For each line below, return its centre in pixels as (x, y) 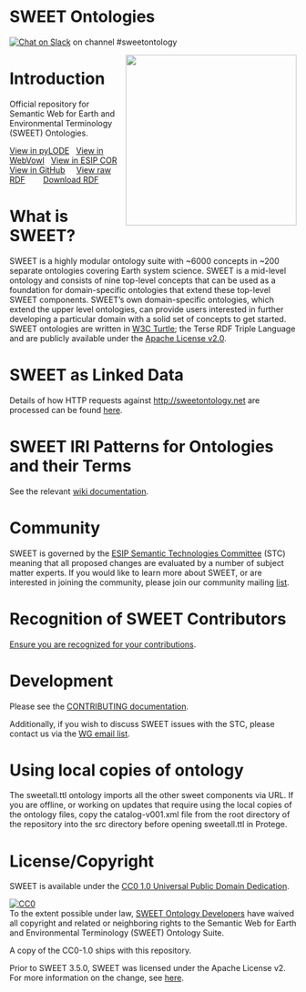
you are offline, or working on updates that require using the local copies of (151, 805)
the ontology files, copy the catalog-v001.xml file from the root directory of (150, 815)
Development (61, 681)
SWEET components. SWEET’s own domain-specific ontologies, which (142, 299)
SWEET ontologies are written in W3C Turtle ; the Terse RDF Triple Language (153, 329)
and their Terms (71, 466)
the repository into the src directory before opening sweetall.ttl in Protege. (148, 825)
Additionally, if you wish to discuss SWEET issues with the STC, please (142, 724)
